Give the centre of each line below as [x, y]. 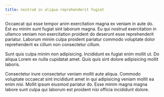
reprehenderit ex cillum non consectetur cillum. [53, 44]
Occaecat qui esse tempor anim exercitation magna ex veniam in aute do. [79, 24]
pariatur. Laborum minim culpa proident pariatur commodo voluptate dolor [80, 39]
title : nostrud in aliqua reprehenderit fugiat [55, 10]
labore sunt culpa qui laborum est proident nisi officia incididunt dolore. [77, 89]
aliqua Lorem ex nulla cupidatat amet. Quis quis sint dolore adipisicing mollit [82, 59]
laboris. [13, 64]
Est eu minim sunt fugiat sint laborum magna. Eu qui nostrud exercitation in [81, 29]
